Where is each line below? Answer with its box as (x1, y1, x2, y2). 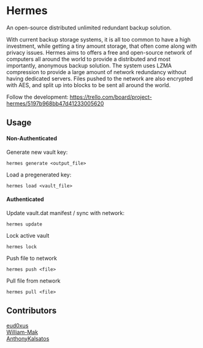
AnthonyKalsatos (6, 335, 50, 342)
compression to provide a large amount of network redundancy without (6, 68, 186, 75)
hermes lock (6, 243, 37, 250)
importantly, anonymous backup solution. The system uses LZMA (6, 62, 172, 69)
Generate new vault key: (6, 148, 68, 156)
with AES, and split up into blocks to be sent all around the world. (6, 81, 170, 89)
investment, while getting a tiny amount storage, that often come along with (6, 42, 197, 50)
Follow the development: (6, 93, 69, 100)
